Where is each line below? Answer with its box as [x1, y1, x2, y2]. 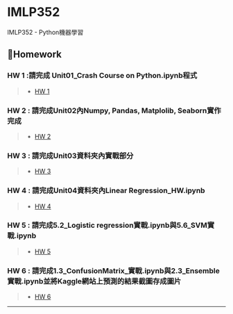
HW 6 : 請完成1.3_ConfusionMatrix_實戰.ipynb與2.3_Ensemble [7, 265, 221, 275]
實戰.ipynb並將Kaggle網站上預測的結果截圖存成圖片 [7, 276, 182, 286]
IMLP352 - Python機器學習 [7, 28, 84, 36]
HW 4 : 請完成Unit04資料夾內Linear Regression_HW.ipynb [7, 185, 206, 195]
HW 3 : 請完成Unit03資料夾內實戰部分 [7, 151, 134, 160]
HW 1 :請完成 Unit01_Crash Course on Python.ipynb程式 [7, 71, 198, 81]
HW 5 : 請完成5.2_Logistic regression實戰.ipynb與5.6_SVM [7, 220, 208, 230]
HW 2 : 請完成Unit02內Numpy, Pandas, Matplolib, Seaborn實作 [7, 106, 222, 115]
